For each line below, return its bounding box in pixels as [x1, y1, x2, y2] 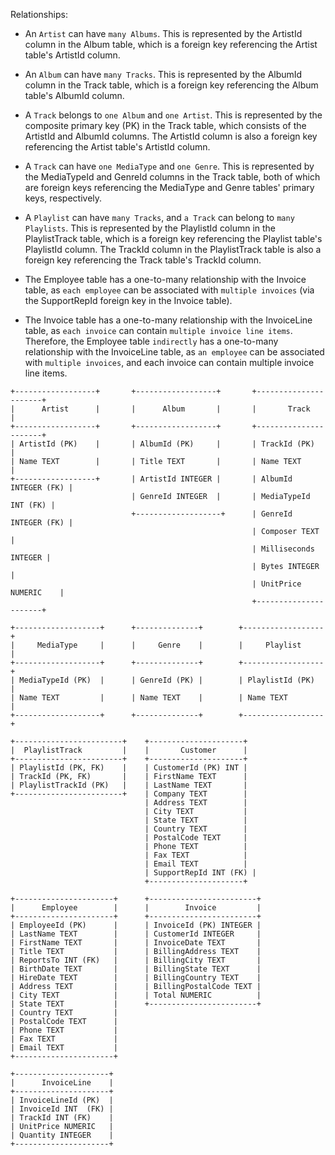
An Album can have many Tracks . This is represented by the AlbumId [24, 69, 303, 80]
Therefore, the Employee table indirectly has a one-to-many [24, 335, 279, 347]
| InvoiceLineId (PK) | [10, 1095, 114, 1105]
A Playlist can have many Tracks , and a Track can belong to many [24, 212, 295, 223]
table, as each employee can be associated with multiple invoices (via [24, 284, 315, 296]
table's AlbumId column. [24, 90, 125, 101]
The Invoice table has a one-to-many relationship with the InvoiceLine [24, 314, 313, 326]
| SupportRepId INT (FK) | [144, 868, 257, 878]
